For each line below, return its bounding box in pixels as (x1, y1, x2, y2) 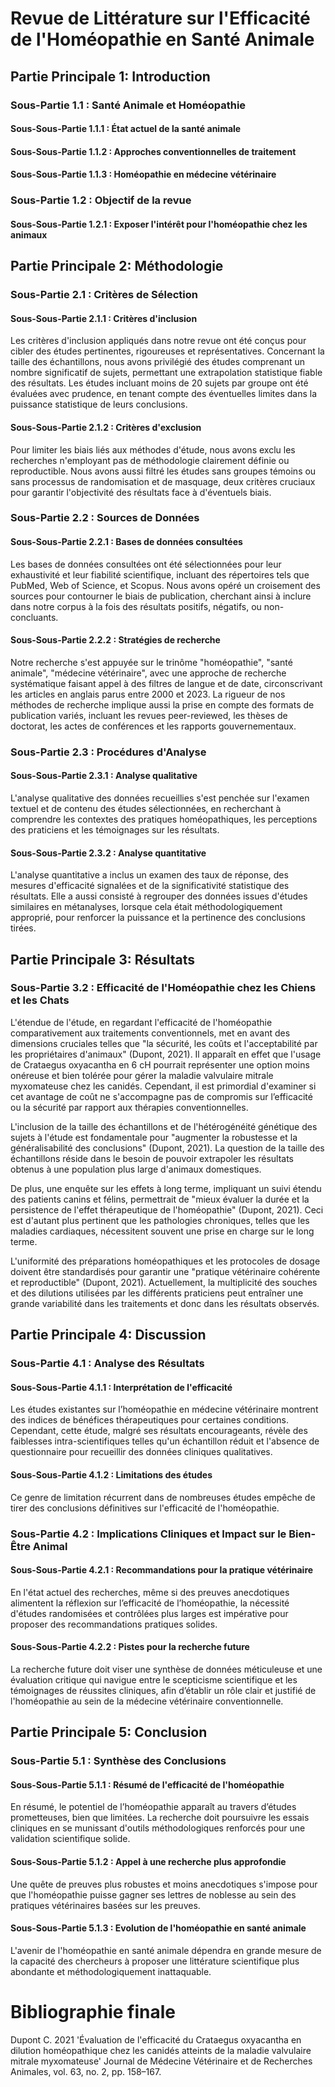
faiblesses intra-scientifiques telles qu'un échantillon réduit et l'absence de (10, 1435, 320, 1447)
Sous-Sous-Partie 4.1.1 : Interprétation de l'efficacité (10, 1381, 233, 1393)
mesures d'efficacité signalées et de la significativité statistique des (10, 880, 290, 892)
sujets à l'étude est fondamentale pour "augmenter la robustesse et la (10, 1131, 298, 1143)
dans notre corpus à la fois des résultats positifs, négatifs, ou (10, 600, 262, 612)
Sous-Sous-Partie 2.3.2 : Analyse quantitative (10, 847, 207, 859)
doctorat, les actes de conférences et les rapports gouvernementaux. (10, 720, 297, 732)
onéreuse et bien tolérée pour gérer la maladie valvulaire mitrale (10, 1069, 274, 1081)
